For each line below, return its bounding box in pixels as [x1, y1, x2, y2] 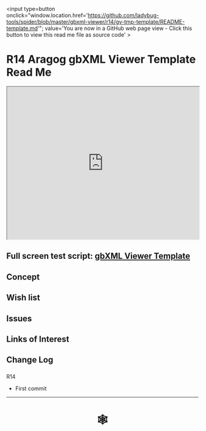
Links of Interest [6, 334, 69, 344]
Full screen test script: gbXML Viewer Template [6, 251, 191, 261]
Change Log [6, 355, 54, 365]
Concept [6, 272, 40, 282]
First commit [15, 385, 47, 393]
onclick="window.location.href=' [6, 12, 88, 19]
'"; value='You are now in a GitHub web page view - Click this [37, 24, 193, 32]
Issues [6, 313, 32, 324]
